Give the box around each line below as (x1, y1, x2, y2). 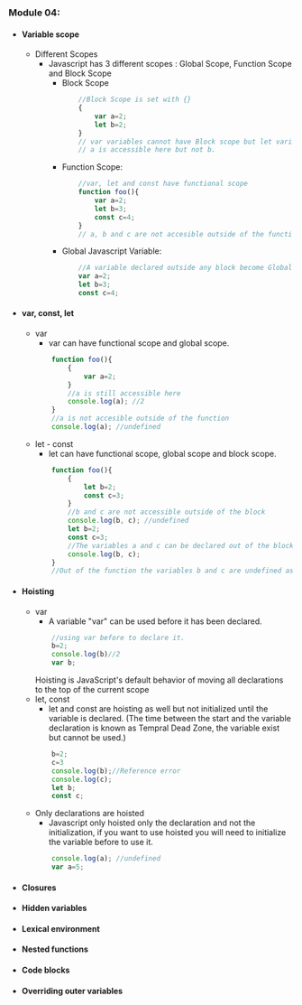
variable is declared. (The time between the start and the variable (48, 713, 292, 724)
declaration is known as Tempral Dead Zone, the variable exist (48, 722, 280, 733)
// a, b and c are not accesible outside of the (78, 229, 265, 238)
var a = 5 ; (51, 862, 85, 872)
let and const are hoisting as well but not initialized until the (48, 703, 269, 714)
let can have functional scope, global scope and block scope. (48, 448, 277, 459)
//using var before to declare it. (51, 633, 186, 642)
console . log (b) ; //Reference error (51, 766, 181, 776)
